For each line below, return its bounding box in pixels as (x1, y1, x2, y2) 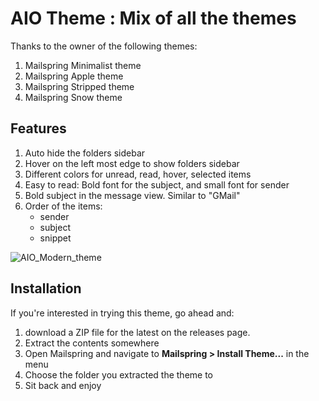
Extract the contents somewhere (24, 337, 160, 349)
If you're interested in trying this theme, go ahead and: (10, 307, 235, 319)
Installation (10, 280, 82, 297)
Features (10, 120, 67, 137)
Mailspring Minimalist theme (24, 59, 142, 71)
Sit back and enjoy (24, 379, 102, 391)
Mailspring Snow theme (24, 91, 123, 103)
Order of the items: (24, 200, 103, 212)
